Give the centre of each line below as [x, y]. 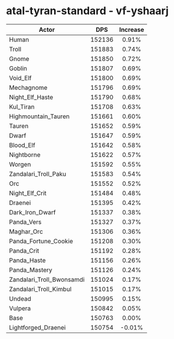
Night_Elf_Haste [31, 97]
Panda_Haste [27, 260]
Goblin [18, 68]
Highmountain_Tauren [39, 116]
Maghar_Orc [26, 232]
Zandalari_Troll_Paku [38, 174]
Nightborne [25, 155]
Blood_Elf [22, 145]
